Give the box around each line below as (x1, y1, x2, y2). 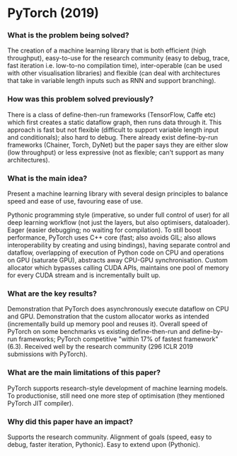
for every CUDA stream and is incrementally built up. (7, 271, 161, 279)
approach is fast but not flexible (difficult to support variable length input (7, 126, 219, 134)
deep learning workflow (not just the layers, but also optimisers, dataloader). (7, 218, 231, 227)
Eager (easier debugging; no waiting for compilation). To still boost (7, 226, 202, 235)
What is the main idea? (7, 173, 88, 183)
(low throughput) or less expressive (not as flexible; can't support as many (7, 148, 224, 157)
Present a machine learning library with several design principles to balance (7, 189, 229, 198)
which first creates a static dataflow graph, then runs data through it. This (7, 118, 222, 126)
